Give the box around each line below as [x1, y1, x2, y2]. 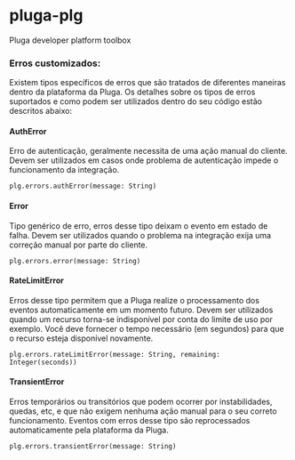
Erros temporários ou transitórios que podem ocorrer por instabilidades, [9, 397, 273, 408]
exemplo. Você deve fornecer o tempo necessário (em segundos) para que [9, 323, 284, 334]
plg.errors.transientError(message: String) [9, 442, 177, 451]
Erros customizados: [9, 57, 101, 69]
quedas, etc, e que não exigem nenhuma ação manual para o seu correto [9, 406, 277, 416]
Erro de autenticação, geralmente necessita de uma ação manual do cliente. [9, 146, 288, 157]
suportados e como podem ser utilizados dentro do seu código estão [9, 96, 262, 107]
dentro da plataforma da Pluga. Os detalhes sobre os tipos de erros [9, 86, 256, 98]
